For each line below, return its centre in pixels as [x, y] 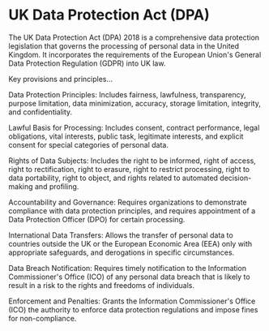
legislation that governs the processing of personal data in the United [124, 45]
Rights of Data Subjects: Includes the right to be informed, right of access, [132, 161]
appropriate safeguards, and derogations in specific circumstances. [122, 252]
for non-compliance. [43, 318]
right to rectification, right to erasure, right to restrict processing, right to [129, 169]
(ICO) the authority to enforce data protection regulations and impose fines [133, 309]
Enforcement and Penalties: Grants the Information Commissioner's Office [132, 301]
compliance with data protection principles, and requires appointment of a [132, 211]
